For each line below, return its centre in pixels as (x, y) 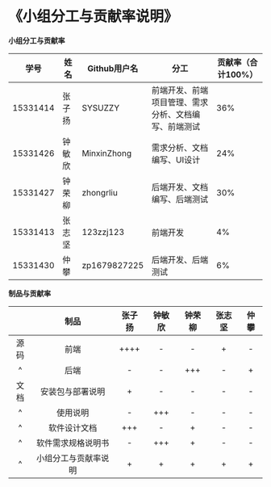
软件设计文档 (73, 427)
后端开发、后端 (180, 259)
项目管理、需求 (180, 102)
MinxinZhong (106, 153)
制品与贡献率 (29, 293)
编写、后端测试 (180, 199)
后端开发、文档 (180, 187)
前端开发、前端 (180, 90)
